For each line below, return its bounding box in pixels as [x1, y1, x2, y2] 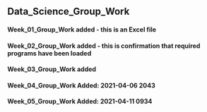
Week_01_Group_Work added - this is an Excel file [7, 25, 157, 34]
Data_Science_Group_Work [7, 6, 130, 18]
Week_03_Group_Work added [7, 65, 97, 73]
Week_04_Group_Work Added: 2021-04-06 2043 [7, 81, 155, 89]
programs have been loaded [7, 49, 92, 57]
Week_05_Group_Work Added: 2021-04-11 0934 [7, 97, 153, 106]
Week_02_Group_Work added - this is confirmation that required [7, 42, 201, 50]
